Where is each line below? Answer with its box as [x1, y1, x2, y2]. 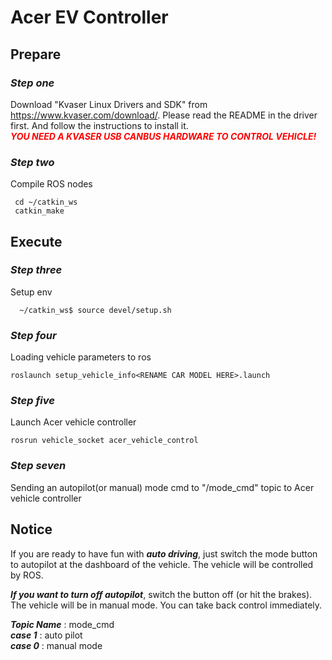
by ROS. [10, 569, 44, 581]
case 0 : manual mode [10, 639, 103, 651]
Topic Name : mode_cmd [10, 618, 115, 630]
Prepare [10, 46, 62, 63]
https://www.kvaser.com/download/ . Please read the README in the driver [10, 109, 318, 121]
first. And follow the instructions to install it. [10, 119, 189, 131]
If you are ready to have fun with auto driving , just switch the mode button [10, 547, 318, 560]
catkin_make [14, 206, 65, 216]
